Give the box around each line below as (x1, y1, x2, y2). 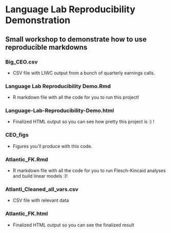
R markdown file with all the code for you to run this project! (12, 94, 139, 100)
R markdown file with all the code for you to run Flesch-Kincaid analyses (12, 167, 166, 174)
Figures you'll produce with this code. (12, 143, 93, 149)
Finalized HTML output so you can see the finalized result (12, 222, 135, 228)
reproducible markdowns (5, 43, 88, 52)
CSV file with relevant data (12, 197, 69, 203)
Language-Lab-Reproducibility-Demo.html (5, 107, 114, 114)
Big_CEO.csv (5, 58, 38, 65)
